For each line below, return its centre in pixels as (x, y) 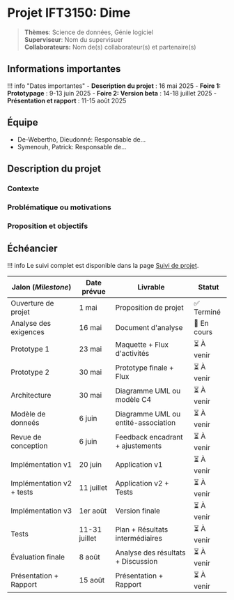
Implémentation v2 (41, 483)
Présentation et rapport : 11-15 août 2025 (67, 100)
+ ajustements (139, 446)
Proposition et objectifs (48, 226)
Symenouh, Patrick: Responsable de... (72, 147)
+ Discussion (136, 562)
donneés (25, 423)
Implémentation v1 (41, 465)
